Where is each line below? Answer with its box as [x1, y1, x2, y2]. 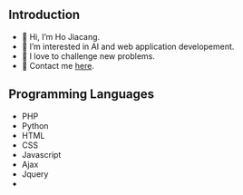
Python [21, 120, 49, 131]
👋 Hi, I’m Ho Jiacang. [21, 31, 101, 42]
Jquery [21, 168, 49, 180]
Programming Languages [8, 86, 155, 102]
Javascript [21, 149, 62, 160]
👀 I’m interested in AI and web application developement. [21, 41, 235, 52]
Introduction [8, 7, 81, 23]
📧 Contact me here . [21, 60, 94, 71]
